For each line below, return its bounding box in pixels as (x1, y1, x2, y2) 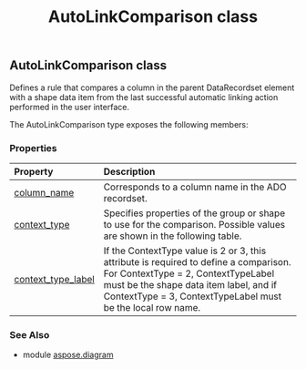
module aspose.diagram (22, 349, 114, 361)
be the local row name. (103, 301, 201, 313)
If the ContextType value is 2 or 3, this (103, 244, 267, 257)
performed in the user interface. (9, 101, 130, 112)
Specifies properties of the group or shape (103, 207, 285, 220)
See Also (9, 328, 50, 341)
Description (103, 165, 156, 178)
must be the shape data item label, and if (103, 278, 278, 291)
